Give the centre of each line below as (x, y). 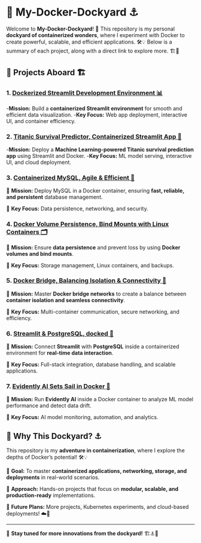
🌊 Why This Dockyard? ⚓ (54, 436)
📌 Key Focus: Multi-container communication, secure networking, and (93, 312)
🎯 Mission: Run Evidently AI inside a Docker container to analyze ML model (100, 399)
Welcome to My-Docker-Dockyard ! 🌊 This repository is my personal (91, 29)
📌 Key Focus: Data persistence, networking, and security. (77, 209)
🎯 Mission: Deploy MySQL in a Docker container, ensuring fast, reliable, (95, 191)
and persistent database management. (54, 197)
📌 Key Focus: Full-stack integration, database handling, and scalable (91, 365)
